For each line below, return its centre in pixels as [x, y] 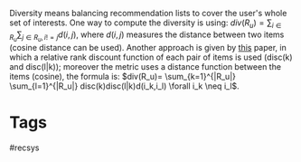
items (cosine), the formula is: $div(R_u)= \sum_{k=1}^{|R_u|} [123, 76]
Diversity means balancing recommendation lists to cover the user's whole [148, 13]
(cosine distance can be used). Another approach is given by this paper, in [148, 47]
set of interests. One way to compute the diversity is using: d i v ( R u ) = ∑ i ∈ [146, 24]
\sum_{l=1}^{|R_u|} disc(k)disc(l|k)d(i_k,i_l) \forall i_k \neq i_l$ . [124, 86]
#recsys [24, 148]
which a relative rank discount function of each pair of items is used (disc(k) [151, 57]
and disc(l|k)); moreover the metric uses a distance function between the [146, 66]
